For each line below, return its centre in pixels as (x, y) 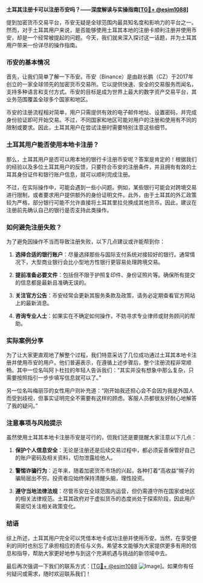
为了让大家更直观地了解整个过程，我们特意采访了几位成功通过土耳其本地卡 (99, 355)
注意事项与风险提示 (34, 423)
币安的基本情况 (28, 62)
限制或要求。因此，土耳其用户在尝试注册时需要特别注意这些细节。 (88, 127)
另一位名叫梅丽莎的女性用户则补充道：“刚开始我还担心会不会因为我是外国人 (100, 391)
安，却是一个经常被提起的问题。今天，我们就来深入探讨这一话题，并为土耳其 (101, 38)
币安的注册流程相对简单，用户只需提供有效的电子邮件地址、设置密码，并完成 (101, 112)
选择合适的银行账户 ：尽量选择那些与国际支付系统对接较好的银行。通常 (102, 254)
